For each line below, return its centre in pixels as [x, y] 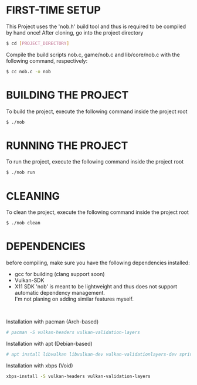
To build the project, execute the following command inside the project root [97, 111]
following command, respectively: [47, 61]
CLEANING [33, 196]
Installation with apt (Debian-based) [49, 343]
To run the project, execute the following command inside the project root [95, 162]
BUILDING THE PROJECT [67, 95]
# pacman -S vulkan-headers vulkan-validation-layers [73, 333]
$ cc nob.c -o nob [28, 71]
